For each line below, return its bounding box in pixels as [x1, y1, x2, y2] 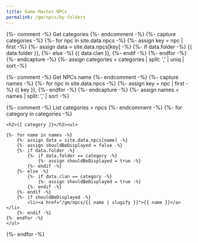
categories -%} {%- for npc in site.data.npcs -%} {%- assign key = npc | [6, 37, 183, 44]
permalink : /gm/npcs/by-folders [6, 14, 86, 20]
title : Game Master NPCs [6, 8, 67, 15]
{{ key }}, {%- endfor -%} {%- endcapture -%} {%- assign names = [14, 86, 179, 93]
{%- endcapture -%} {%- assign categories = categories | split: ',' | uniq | [6, 56, 184, 63]
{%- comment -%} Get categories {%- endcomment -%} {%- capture [6, 30, 176, 37]
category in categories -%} [6, 110, 73, 117]
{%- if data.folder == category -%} [27, 152, 118, 159]
